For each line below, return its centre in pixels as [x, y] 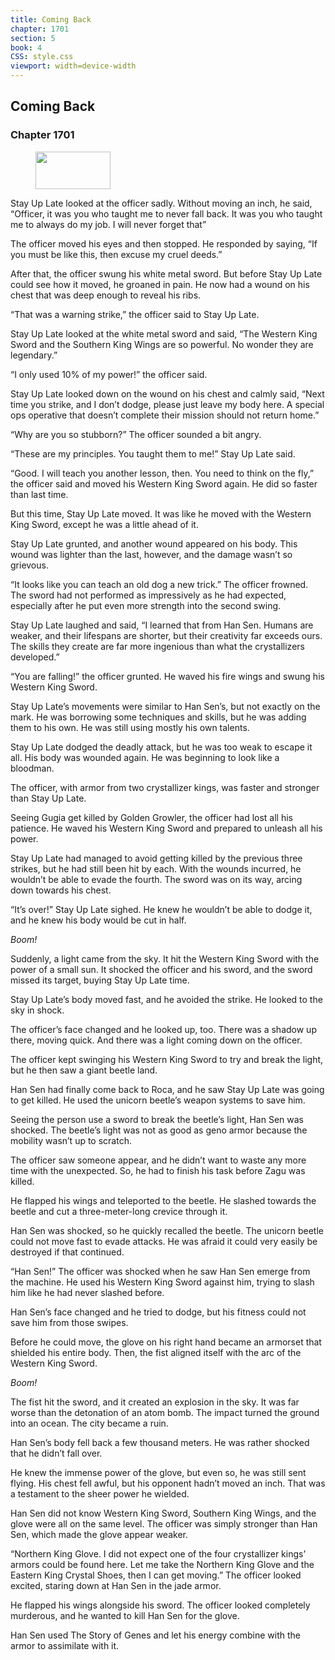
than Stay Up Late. [48, 798]
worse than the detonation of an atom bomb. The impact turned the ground [165, 1412]
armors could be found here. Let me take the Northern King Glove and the [162, 1564]
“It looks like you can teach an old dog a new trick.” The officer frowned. [159, 584]
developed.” [35, 657]
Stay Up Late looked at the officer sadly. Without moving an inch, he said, [161, 203]
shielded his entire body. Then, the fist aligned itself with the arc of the [156, 1352]
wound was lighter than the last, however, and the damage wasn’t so [151, 554]
